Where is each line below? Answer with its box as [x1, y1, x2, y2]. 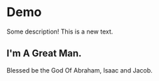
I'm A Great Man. [6, 47, 82, 59]
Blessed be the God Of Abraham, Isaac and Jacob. [6, 66, 153, 74]
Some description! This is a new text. [6, 27, 113, 36]
